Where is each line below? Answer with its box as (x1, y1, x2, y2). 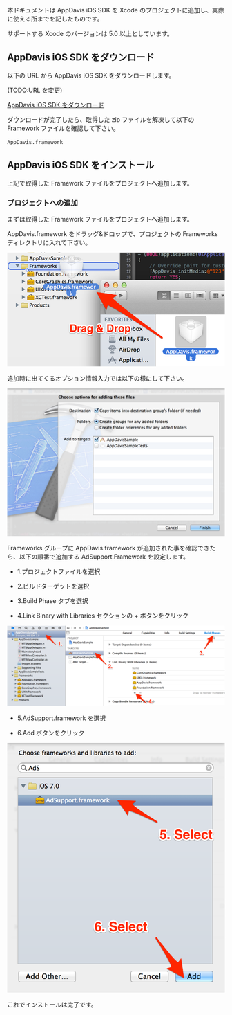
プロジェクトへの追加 (7, 198, 78, 208)
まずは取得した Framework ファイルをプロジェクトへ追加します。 (7, 215, 193, 223)
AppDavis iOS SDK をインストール (7, 159, 155, 171)
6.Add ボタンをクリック (17, 728, 85, 737)
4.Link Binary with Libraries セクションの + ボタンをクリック (17, 611, 188, 620)
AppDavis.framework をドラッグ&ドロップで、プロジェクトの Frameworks (7, 229, 219, 237)
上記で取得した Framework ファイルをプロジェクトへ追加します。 (7, 179, 193, 187)
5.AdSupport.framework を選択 (17, 714, 106, 722)
